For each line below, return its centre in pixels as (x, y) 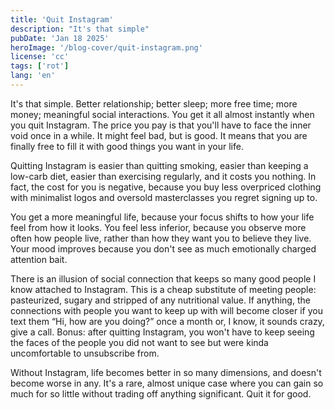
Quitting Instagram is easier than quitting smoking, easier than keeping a (159, 165)
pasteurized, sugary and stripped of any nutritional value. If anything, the (160, 300)
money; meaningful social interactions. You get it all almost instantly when (162, 114)
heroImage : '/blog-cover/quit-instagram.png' (106, 47)
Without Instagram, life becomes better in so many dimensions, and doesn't (166, 372)
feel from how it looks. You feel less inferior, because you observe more (158, 227)
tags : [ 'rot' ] (40, 66)
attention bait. (39, 259)
